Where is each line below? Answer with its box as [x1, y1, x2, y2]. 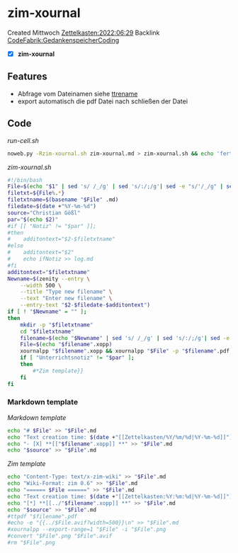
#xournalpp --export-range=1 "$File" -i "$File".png [7, 526, 166, 533]
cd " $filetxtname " [20, 328, 74, 335]
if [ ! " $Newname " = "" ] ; [7, 308, 87, 315]
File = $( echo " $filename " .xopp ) [20, 341, 113, 348]
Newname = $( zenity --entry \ [7, 275, 91, 283]
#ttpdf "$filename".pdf [7, 513, 78, 520]
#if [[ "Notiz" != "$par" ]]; [7, 222, 97, 229]
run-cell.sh [7, 136, 39, 144]
